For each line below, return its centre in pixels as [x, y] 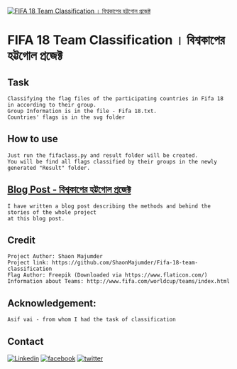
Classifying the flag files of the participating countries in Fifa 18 [115, 99]
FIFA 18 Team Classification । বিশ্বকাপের [116, 40]
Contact [26, 341]
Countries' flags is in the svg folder [66, 117]
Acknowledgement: [52, 303]
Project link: [28, 263]
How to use [33, 139]
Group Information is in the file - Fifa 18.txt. [82, 111]
